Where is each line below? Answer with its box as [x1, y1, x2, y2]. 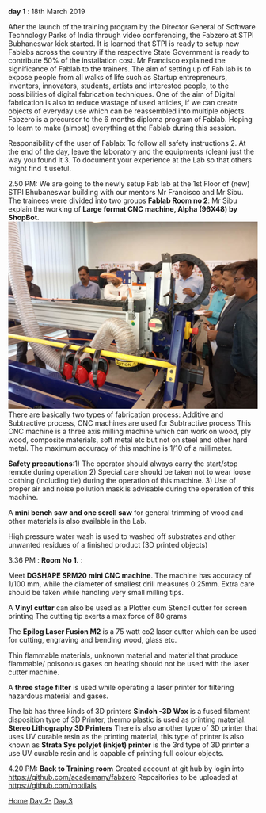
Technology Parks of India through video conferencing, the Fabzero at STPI [8, 31, 255, 40]
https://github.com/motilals [8, 781, 97, 790]
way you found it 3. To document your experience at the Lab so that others [8, 155, 252, 165]
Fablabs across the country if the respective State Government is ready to [8, 48, 249, 56]
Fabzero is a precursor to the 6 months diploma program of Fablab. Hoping [8, 115, 253, 124]
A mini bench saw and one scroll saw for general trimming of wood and [8, 508, 244, 517]
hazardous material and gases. [8, 691, 109, 700]
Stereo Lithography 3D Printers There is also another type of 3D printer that [8, 723, 258, 732]
